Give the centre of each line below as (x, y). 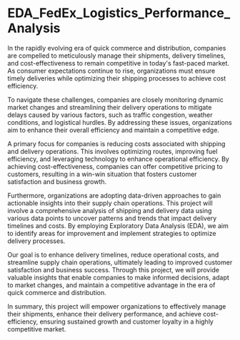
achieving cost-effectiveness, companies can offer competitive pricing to (115, 166)
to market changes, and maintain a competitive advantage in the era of (111, 285)
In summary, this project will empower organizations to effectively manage (117, 306)
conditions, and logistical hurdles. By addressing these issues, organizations (120, 122)
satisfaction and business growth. (57, 181)
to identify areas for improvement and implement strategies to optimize (112, 233)
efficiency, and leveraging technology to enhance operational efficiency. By (119, 159)
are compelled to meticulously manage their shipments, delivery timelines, (117, 56)
